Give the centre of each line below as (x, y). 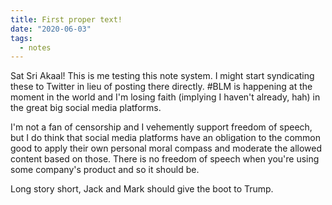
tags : (21, 38)
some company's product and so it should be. (105, 170)
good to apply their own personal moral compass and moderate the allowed (166, 148)
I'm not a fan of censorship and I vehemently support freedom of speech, (161, 127)
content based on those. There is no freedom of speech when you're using (165, 159)
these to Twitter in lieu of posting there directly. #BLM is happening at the (161, 87)
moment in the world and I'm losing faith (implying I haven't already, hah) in (165, 97)
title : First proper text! (66, 19)
